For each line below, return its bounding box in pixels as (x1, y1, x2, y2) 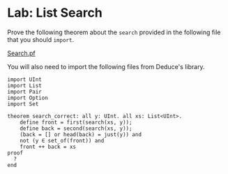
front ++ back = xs (20, 143, 77, 150)
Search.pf (7, 49, 36, 57)
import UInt (7, 75, 42, 83)
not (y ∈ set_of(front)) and (20, 137, 105, 144)
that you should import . (7, 35, 75, 43)
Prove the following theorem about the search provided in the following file (7, 28, 221, 36)
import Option (7, 94, 49, 101)
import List (7, 82, 42, 89)
